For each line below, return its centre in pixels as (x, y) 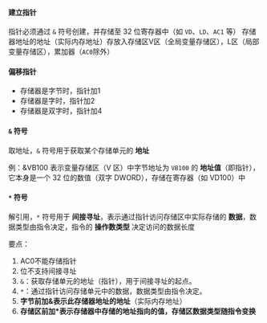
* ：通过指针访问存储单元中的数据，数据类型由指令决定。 (113, 291)
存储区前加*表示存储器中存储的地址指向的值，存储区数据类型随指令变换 (138, 311)
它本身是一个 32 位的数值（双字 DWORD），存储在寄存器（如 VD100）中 (127, 178)
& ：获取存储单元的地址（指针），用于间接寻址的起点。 (108, 280)
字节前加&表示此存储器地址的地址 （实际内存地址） (103, 301)
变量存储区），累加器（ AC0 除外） (61, 51)
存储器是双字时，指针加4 (61, 111)
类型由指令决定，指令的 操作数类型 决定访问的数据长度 (105, 227)
